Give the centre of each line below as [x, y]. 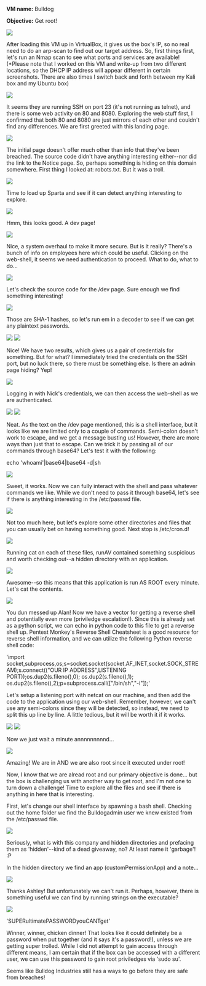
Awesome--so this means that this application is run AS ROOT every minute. [103, 582]
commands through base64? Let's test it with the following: [81, 451]
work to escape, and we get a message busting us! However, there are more [103, 438]
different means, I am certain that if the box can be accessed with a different [103, 952]
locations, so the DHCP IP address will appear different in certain [89, 70]
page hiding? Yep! [29, 370]
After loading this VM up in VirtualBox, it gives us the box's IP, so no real [98, 44]
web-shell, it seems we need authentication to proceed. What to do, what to [102, 259]
